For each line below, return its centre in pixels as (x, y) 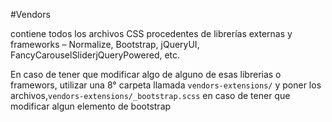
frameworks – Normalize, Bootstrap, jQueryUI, (105, 44)
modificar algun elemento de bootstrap (91, 106)
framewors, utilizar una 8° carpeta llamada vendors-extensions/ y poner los (166, 85)
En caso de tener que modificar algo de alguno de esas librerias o (146, 74)
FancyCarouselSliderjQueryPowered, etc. (95, 55)
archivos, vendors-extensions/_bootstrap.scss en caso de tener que (150, 95)
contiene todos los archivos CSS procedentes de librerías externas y (151, 33)
